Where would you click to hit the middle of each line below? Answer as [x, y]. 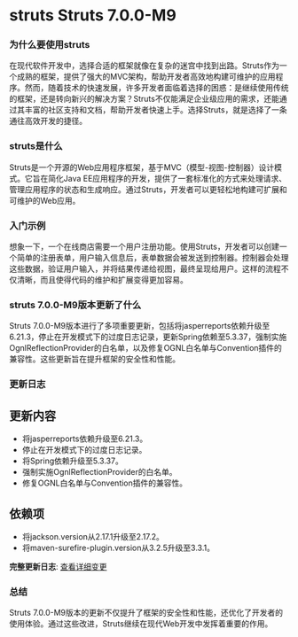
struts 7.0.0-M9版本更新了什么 [75, 305]
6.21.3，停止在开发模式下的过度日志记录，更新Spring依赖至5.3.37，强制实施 [148, 337]
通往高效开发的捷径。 [48, 121]
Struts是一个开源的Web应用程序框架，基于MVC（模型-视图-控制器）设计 [142, 167]
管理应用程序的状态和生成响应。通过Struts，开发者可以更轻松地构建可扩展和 [148, 189]
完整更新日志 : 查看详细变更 [58, 566]
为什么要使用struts [50, 45]
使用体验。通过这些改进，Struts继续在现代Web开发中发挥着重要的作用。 [141, 624]
